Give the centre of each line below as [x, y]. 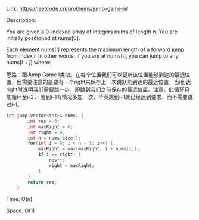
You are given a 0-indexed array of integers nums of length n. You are [92, 32]
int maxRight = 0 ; [50, 127]
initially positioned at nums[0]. [43, 38]
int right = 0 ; [46, 132]
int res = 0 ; [44, 121]
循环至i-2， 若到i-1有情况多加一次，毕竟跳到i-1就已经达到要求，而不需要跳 [102, 97]
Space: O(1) [21, 210]
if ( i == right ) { [60, 154]
